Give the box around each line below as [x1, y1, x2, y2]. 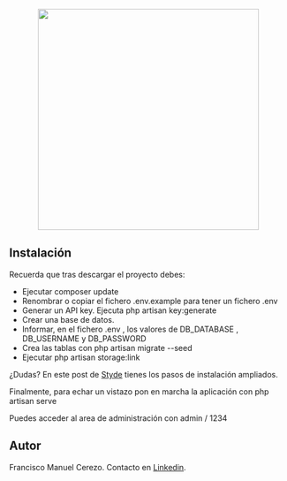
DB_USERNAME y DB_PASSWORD [21, 332, 147, 344]
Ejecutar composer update [21, 286, 119, 296]
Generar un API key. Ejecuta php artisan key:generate [21, 305, 217, 316]
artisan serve [9, 395, 57, 406]
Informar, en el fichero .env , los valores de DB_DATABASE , [21, 324, 238, 334]
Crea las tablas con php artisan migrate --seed [21, 342, 193, 353]
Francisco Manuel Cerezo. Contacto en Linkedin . [9, 462, 187, 472]
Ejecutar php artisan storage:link [21, 352, 140, 363]
